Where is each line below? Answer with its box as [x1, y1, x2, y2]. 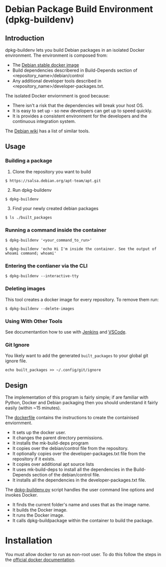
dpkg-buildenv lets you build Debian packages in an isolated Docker [5, 47, 145, 53]
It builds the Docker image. [12, 507, 68, 513]
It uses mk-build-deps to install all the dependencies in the [12, 466, 133, 472]
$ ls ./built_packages [5, 215, 52, 220]
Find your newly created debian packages [12, 205, 98, 211]
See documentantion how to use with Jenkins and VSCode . [5, 329, 127, 335]
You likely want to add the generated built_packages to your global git [5, 352, 149, 359]
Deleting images [5, 285, 46, 292]
